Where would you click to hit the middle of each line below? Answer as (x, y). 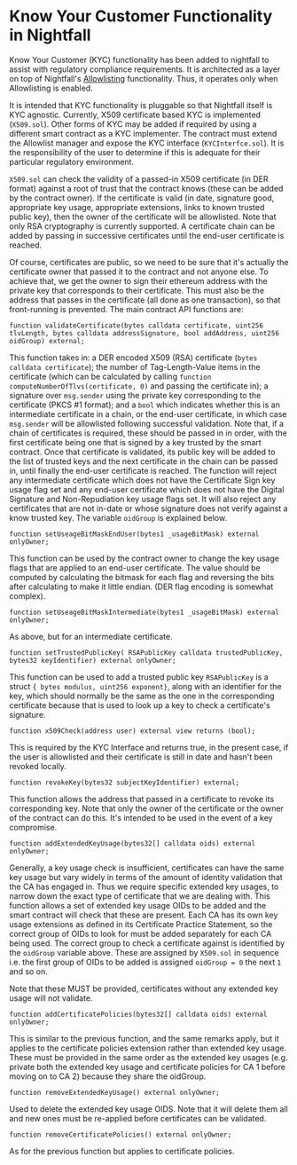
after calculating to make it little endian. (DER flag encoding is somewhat (141, 586)
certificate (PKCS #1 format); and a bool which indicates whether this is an (145, 405)
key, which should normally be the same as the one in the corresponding (142, 696)
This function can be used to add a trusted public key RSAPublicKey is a (139, 677)
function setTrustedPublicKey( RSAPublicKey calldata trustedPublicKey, (146, 653)
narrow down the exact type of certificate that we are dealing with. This (140, 896)
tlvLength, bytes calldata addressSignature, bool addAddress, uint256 (144, 333)
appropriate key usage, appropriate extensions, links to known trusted (137, 207)
